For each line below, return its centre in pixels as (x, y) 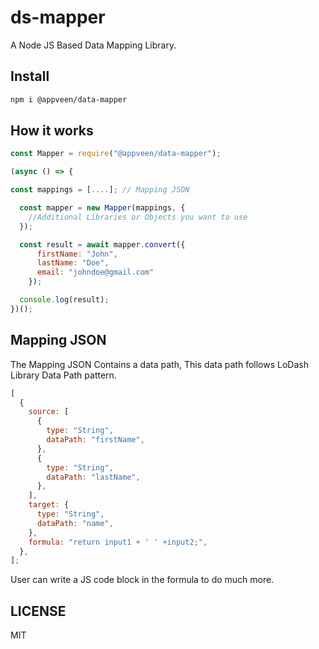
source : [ (49, 412)
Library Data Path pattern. (63, 375)
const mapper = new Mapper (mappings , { (102, 208)
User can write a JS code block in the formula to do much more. (142, 580)
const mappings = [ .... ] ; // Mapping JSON (100, 190)
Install (30, 76)
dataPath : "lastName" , (93, 477)
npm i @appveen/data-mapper (69, 99)
